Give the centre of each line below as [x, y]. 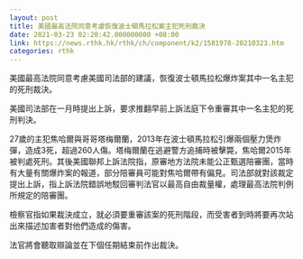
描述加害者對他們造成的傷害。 [80, 226]
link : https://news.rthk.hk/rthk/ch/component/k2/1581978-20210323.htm [147, 43]
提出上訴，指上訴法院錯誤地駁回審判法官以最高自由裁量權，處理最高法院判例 [151, 184]
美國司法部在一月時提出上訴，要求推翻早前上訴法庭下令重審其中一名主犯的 [147, 108]
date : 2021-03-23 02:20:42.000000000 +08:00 [94, 34]
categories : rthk [42, 51]
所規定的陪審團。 [41, 196]
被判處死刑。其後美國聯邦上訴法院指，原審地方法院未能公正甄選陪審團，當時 [151, 162]
